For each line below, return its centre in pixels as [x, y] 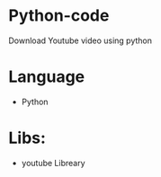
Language [47, 77]
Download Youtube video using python [80, 40]
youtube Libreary [54, 163]
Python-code [59, 16]
